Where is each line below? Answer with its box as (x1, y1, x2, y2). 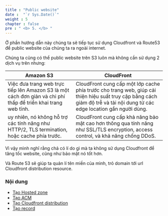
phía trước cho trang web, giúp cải (75, 87, 156, 94)
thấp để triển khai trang (7, 99, 62, 106)
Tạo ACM (12, 195, 32, 201)
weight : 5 (5, 17, 28, 22)
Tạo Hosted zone (12, 189, 48, 195)
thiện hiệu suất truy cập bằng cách (75, 93, 157, 100)
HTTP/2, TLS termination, (7, 126, 67, 133)
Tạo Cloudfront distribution (12, 200, 68, 206)
